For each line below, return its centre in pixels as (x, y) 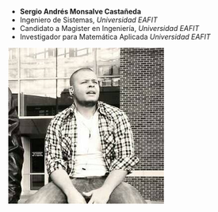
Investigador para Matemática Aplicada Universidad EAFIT (115, 37)
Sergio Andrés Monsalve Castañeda (80, 12)
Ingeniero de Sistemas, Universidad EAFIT (88, 20)
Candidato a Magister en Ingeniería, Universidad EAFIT (109, 28)
